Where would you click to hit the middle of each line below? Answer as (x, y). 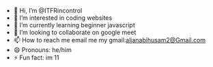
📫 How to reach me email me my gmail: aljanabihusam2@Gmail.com (110, 40)
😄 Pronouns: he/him (42, 50)
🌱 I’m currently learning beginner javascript (74, 25)
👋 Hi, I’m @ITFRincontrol (48, 11)
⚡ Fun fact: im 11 (36, 57)
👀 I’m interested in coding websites (63, 18)
